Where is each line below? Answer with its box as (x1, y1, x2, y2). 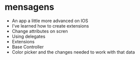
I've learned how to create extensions (11, 23, 89, 29)
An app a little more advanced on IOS (11, 18, 88, 24)
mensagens (4, 1, 55, 13)
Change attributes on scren (11, 28, 68, 34)
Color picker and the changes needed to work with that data (11, 49, 135, 55)
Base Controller (11, 44, 44, 50)
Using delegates (11, 33, 46, 39)
